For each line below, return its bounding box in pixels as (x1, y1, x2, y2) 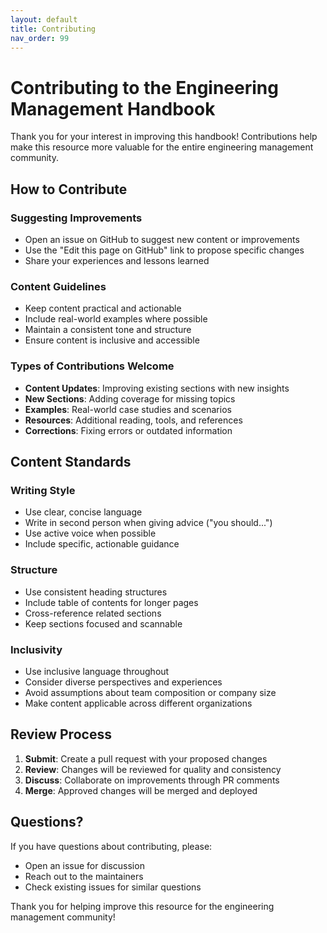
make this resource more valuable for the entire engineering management (10, 141, 314, 153)
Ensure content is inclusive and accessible (24, 334, 200, 346)
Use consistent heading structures (24, 586, 168, 598)
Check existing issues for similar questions (24, 881, 202, 893)
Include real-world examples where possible (24, 313, 208, 325)
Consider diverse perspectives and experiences (24, 676, 223, 688)
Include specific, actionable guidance (24, 538, 180, 550)
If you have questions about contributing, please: (10, 840, 213, 852)
